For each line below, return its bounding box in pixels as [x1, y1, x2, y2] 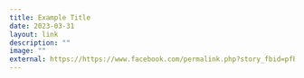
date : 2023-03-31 [9, 22, 75, 30]
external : [9, 55, 47, 64]
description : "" [9, 38, 71, 48]
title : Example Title [9, 13, 91, 22]
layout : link [9, 30, 59, 39]
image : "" [9, 47, 47, 56]
